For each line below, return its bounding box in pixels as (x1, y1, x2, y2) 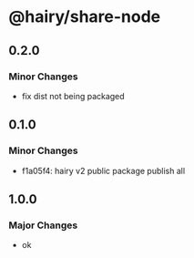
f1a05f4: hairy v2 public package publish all (21, 165, 186, 176)
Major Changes (8, 219, 78, 232)
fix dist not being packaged (21, 90, 125, 101)
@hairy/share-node (8, 6, 161, 27)
